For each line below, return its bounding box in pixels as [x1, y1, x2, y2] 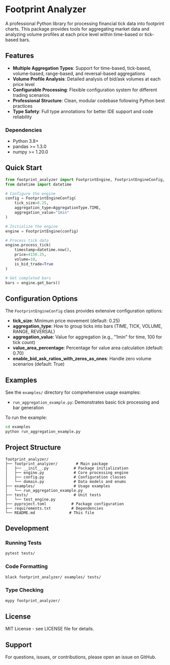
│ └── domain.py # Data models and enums [5, 479, 126, 484]
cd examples [5, 424, 31, 430]
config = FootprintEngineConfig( [5, 196, 76, 201]
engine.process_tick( [5, 243, 51, 248]
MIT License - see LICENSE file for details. [5, 626, 94, 632]
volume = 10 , [14, 257, 38, 262]
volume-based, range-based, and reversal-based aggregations [12, 70, 146, 76]
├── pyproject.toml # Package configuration [5, 501, 124, 507]
